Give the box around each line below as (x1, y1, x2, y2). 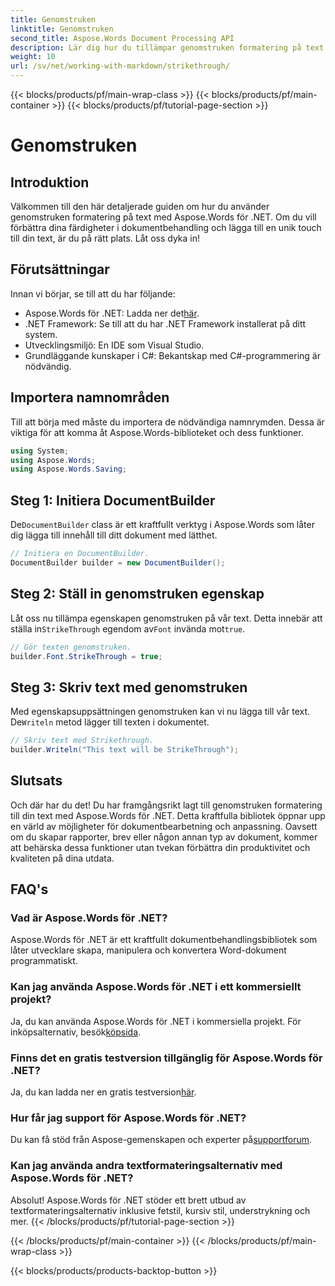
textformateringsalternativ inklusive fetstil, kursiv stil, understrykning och (10, 1204, 311, 1216)
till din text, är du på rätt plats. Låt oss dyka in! (10, 232, 200, 244)
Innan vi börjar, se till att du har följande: (10, 287, 176, 300)
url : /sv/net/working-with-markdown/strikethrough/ (10, 61, 230, 71)
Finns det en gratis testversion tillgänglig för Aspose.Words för (10, 1051, 323, 1065)
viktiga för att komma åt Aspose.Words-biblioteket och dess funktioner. (10, 426, 304, 438)
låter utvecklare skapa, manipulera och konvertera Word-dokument (10, 944, 287, 956)
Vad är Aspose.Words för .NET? (10, 911, 168, 925)
